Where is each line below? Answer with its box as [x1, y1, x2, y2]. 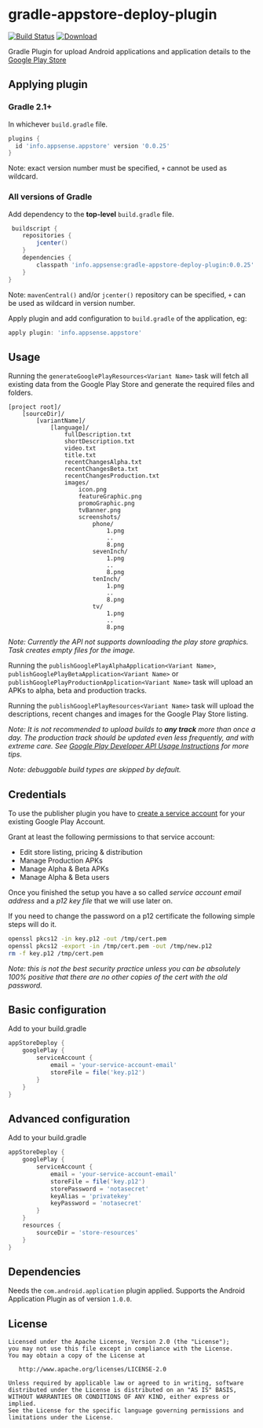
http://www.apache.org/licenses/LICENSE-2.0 [18, 1366, 167, 1374]
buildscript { [11, 224, 58, 233]
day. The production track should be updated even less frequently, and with [8, 733, 254, 742]
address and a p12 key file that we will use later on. [8, 896, 173, 906]
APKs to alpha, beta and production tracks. [8, 686, 148, 695]
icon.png [78, 486, 108, 494]
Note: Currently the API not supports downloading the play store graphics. [8, 637, 249, 646]
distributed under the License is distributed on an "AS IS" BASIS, [8, 1386, 237, 1394]
